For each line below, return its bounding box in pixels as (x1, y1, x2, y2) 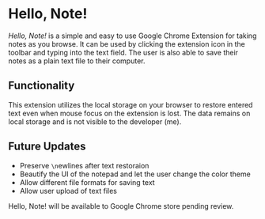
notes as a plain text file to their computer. (8, 56, 146, 66)
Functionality (8, 79, 75, 93)
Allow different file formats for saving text (19, 177, 156, 187)
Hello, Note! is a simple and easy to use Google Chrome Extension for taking (8, 31, 257, 40)
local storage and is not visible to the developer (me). (8, 116, 182, 126)
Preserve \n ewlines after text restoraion (19, 160, 150, 170)
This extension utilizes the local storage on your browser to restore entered (8, 100, 253, 109)
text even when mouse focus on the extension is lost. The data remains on (8, 108, 251, 118)
